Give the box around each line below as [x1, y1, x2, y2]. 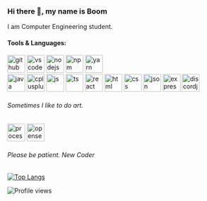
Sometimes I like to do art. [7, 101, 83, 110]
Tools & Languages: [7, 38, 67, 47]
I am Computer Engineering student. [7, 23, 113, 31]
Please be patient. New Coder [7, 151, 95, 159]
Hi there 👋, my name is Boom [7, 6, 107, 16]
